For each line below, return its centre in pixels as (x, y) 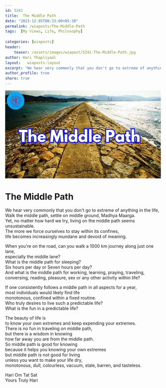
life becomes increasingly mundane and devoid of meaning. (66, 237)
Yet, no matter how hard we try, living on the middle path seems (70, 221)
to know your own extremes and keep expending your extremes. (71, 323)
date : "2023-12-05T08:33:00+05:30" (42, 21)
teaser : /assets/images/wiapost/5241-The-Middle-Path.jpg (75, 52)
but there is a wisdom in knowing (39, 334)
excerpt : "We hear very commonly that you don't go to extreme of (75, 68)
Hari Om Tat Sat (21, 375)
